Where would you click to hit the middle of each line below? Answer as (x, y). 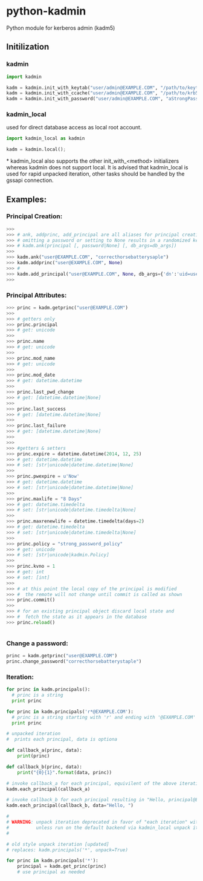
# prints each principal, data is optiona (62, 740)
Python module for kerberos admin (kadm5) (61, 28)
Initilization (28, 47)
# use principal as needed (51, 872)
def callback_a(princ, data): (44, 750)
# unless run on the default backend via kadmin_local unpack (98, 827)
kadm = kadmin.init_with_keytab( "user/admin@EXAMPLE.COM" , (82, 88)
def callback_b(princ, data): (44, 767)
